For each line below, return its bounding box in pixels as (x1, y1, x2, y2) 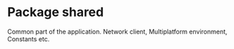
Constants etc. (7, 34, 50, 43)
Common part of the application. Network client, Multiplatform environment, (7, 27, 228, 36)
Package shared (7, 4, 104, 20)
